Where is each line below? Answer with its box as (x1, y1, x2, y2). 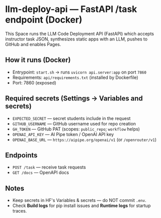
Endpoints (5, 151, 38, 159)
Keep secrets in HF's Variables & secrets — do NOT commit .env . (12, 197, 147, 203)
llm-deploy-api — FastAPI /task (5, 3, 137, 15)
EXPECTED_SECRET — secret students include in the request (12, 115, 131, 121)
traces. (12, 208, 27, 214)
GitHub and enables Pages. (5, 41, 61, 47)
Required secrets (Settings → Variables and (5, 94, 143, 103)
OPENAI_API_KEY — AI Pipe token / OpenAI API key (12, 131, 114, 137)
